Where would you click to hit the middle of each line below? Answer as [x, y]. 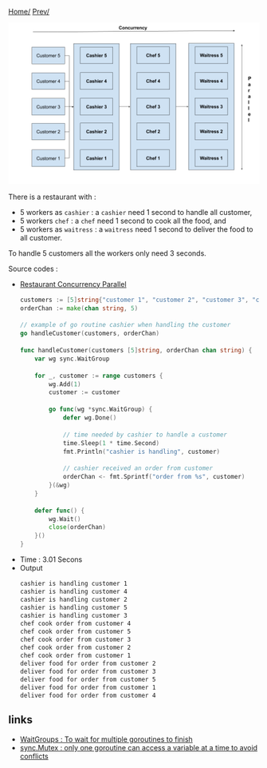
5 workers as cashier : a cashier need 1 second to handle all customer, [136, 212]
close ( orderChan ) [77, 527]
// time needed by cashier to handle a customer [145, 435]
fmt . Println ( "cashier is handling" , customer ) [141, 452]
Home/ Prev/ [29, 12]
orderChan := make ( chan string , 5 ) [79, 308]
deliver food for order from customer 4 [88, 696]
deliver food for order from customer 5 [88, 680]
